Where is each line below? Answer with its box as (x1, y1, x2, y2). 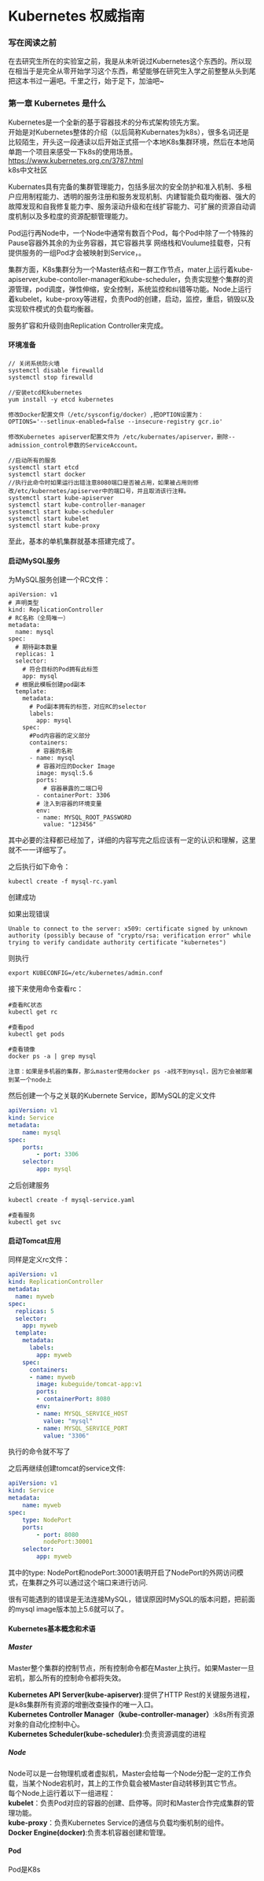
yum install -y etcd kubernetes (8, 395, 114, 403)
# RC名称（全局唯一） (8, 614, 69, 622)
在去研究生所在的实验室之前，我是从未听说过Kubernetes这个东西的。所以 (8, 57, 245, 66)
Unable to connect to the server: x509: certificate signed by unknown (8, 925, 247, 933)
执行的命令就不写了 (8, 1447, 71, 1456)
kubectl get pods (8, 1030, 65, 1038)
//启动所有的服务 (8, 456, 57, 465)
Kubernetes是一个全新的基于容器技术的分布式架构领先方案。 (8, 117, 204, 127)
